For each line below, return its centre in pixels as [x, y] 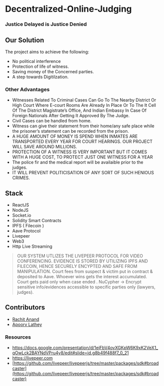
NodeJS [20, 210]
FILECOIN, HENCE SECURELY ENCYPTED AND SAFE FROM [77, 266]
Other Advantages [27, 89]
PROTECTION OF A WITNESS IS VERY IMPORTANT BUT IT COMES [80, 152]
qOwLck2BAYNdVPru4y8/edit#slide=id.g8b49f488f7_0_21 [71, 353]
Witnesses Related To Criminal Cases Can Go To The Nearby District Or [84, 100]
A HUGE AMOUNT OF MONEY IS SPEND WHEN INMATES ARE [75, 136]
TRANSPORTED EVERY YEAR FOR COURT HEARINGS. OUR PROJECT [82, 142]
